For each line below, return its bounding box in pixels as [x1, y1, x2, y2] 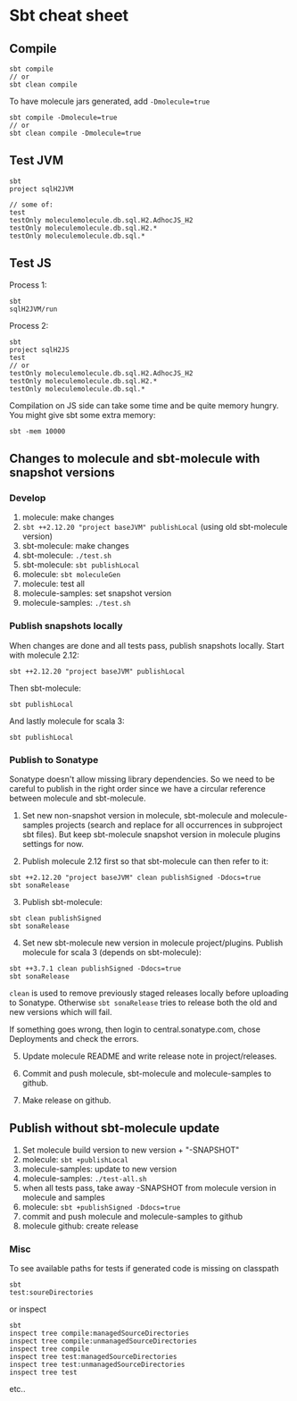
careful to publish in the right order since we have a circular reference [9, 783, 266, 793]
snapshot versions [9, 466, 116, 481]
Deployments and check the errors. [9, 1033, 140, 1044]
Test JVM [9, 153, 64, 168]
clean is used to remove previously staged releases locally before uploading [9, 987, 289, 998]
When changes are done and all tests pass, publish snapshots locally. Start [9, 640, 285, 650]
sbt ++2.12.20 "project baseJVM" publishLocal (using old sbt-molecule [21, 522, 288, 533]
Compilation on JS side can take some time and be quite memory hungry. [9, 399, 279, 411]
